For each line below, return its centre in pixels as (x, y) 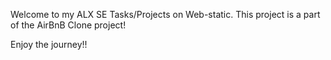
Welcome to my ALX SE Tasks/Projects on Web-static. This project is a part (165, 14)
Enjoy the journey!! (49, 44)
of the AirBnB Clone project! (68, 25)
